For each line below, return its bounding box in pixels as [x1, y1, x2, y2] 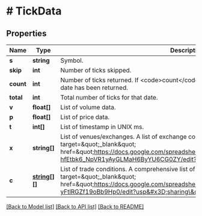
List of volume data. [60, 103, 116, 111]
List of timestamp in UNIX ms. [60, 122, 144, 131]
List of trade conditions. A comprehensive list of [60, 165, 195, 173]
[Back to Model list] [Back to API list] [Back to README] [6, 203, 144, 210]
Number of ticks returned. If [60, 76, 139, 84]
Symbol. [60, 56, 84, 65]
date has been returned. [60, 83, 128, 92]
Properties [6, 28, 47, 39]
